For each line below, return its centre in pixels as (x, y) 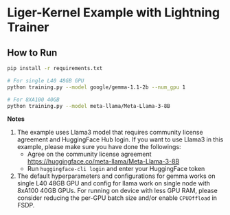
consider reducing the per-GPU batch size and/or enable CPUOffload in (117, 198)
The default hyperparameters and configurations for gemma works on (116, 176)
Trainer (28, 27)
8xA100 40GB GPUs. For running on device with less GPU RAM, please (117, 191)
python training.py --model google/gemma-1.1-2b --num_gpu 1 (96, 87)
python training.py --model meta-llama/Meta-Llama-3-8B (89, 106)
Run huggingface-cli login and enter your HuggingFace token (116, 169)
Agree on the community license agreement (90, 154)
